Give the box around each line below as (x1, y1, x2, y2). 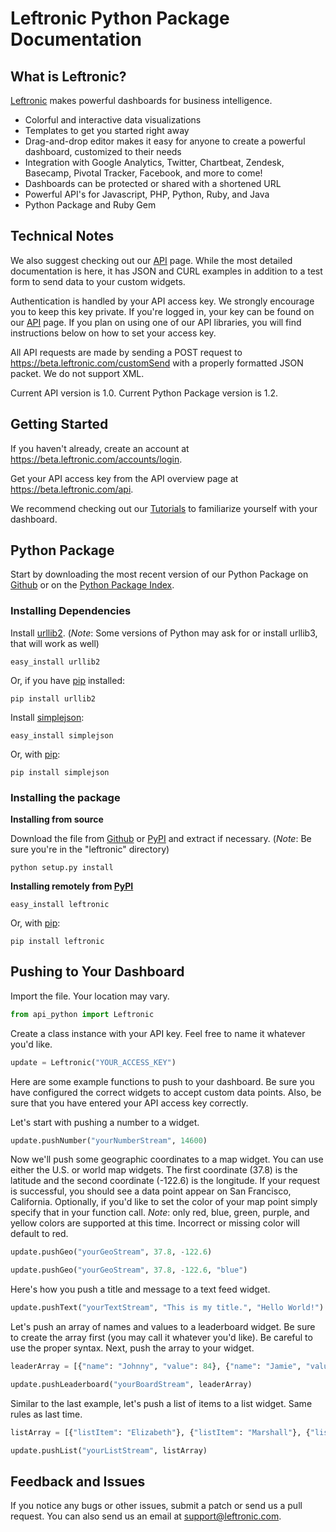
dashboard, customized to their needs (24, 146, 182, 157)
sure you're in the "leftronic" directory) (10, 843, 170, 856)
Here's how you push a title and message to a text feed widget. (10, 1283, 271, 1296)
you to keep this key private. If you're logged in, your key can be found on (10, 305, 315, 317)
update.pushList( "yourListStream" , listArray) (10, 1445, 208, 1456)
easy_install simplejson (10, 730, 114, 741)
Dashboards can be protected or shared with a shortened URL (24, 178, 282, 189)
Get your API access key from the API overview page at (10, 472, 239, 484)
